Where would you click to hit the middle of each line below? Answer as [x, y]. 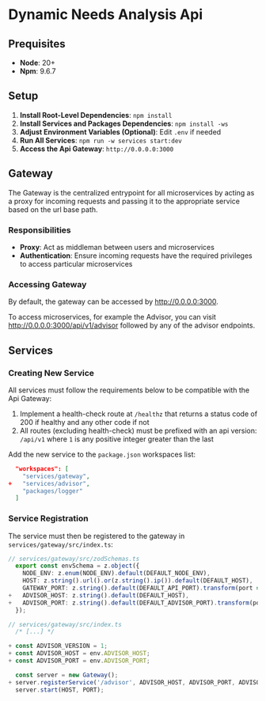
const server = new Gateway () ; [67, 675]
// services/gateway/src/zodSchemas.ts [74, 559]
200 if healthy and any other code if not [84, 422]
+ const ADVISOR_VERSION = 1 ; [58, 646]
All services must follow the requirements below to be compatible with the [129, 390]
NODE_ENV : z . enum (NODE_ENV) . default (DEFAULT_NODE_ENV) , [117, 574]
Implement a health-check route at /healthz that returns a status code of [139, 414]
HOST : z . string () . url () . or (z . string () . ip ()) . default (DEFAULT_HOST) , [138, 581]
